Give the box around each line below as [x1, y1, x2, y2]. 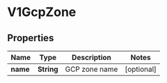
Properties [7, 32, 54, 44]
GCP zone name [65, 64, 118, 74]
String [37, 64, 58, 74]
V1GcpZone [7, 4, 77, 20]
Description [72, 53, 111, 62]
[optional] [125, 64, 157, 74]
